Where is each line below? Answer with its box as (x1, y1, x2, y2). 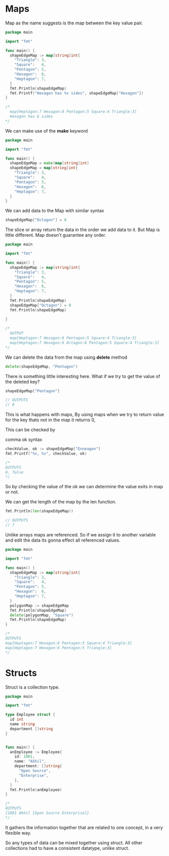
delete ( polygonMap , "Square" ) (10, 613, 73, 618)
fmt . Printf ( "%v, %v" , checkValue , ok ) (5, 451, 87, 456)
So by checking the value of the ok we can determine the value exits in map (5, 484, 163, 490)
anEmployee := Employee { (10, 749, 62, 754)
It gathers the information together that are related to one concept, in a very (5, 824, 163, 831)
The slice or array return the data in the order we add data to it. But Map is (5, 227, 160, 233)
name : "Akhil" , (14, 759, 47, 764)
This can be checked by (5, 427, 56, 433)
